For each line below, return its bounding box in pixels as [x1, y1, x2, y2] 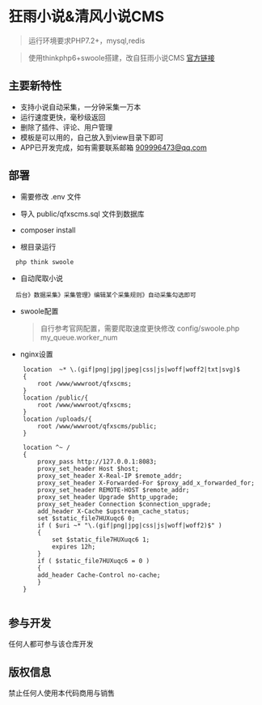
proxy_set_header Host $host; [37, 464, 139, 472]
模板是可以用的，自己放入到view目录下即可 [19, 132, 164, 142]
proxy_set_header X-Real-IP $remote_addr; [37, 472, 183, 480]
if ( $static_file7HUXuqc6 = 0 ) [37, 557, 150, 565]
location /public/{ [23, 394, 89, 402]
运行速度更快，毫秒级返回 [19, 112, 106, 122]
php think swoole [15, 258, 74, 266]
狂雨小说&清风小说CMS [8, 7, 164, 26]
